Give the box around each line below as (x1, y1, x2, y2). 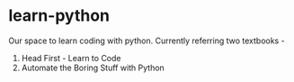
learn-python (8, 5, 110, 26)
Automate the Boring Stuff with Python (21, 62, 165, 73)
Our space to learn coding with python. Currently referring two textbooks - (8, 35, 285, 46)
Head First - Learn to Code (21, 52, 121, 63)
